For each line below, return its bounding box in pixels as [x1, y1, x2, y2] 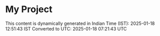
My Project [5, 4, 53, 15]
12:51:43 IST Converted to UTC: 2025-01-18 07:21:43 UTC [5, 25, 127, 31]
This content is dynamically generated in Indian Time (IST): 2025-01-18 [5, 20, 155, 26]
